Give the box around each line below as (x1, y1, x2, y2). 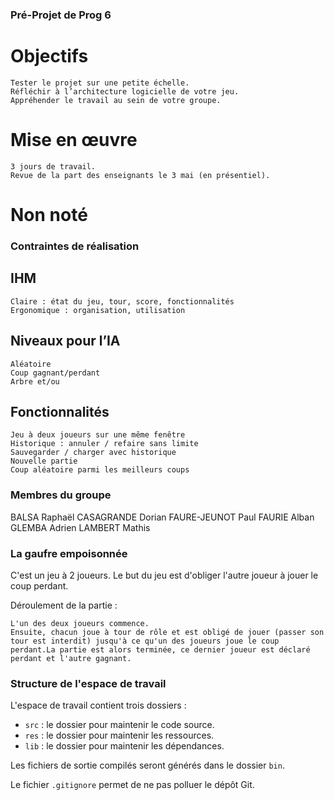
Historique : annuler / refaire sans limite (10, 439, 199, 449)
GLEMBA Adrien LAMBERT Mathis (10, 521, 151, 533)
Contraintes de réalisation (10, 239, 140, 253)
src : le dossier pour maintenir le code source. (24, 719, 215, 731)
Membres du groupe (10, 488, 112, 502)
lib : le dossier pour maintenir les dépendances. (24, 740, 225, 752)
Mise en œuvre (10, 129, 138, 152)
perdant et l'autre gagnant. (10, 653, 132, 663)
